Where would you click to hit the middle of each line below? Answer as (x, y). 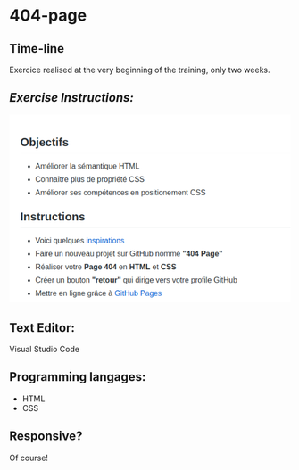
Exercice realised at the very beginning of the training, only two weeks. (140, 70)
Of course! (29, 458)
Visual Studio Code (45, 350)
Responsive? (46, 437)
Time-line (37, 49)
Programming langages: (78, 377)
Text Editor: (42, 328)
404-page (48, 16)
